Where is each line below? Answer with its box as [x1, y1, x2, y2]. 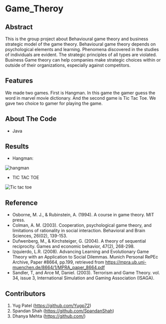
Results [5, 142, 29, 151]
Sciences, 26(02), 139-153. [12, 233, 68, 239]
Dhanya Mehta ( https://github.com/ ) [12, 313, 86, 319]
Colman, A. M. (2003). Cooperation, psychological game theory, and [12, 222, 152, 228]
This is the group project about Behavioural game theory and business [5, 36, 148, 42]
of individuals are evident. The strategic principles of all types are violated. [5, 52, 157, 58]
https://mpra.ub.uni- [105, 259, 147, 265]
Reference [5, 198, 38, 207]
